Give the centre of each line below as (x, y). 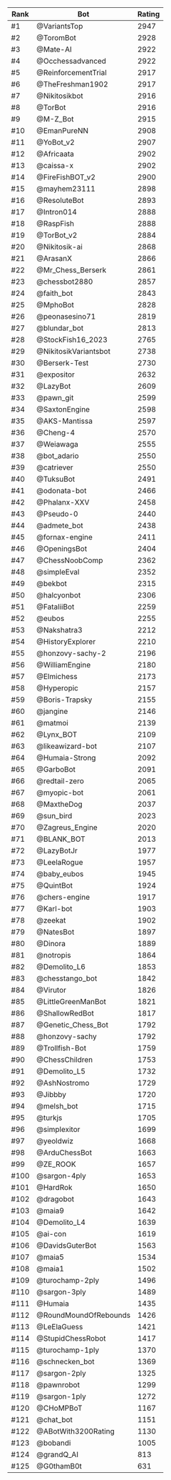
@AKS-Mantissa (64, 421)
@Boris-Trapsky (64, 700)
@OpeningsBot (62, 548)
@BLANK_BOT (61, 839)
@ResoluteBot (60, 200)
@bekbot (52, 583)
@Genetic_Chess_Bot (73, 1025)
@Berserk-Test (63, 363)
